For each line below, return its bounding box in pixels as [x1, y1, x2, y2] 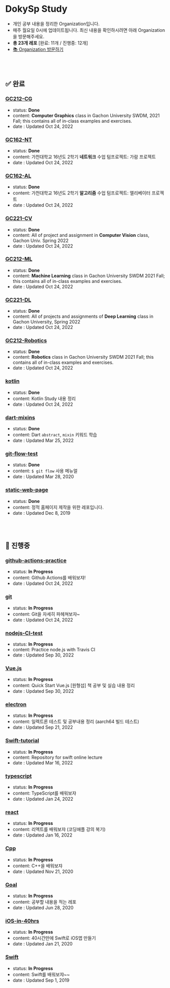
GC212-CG [5, 95, 33, 102]
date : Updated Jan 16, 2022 [12, 832, 72, 838]
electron [5, 701, 27, 708]
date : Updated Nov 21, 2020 [12, 868, 74, 874]
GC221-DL [5, 296, 32, 303]
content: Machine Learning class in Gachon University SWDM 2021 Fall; [12, 272, 165, 279]
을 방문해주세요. [12, 33, 44, 39]
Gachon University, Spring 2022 [12, 319, 81, 325]
